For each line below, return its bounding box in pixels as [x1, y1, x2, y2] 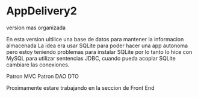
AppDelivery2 [6, 4, 77, 18]
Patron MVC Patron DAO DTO [6, 72, 79, 80]
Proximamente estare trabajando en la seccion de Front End [6, 84, 155, 91]
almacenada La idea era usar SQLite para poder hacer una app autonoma [6, 42, 188, 49]
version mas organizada [6, 24, 66, 31]
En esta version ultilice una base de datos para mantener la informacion [6, 35, 184, 43]
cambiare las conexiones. [6, 61, 70, 68]
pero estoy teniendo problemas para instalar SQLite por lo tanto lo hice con [6, 48, 193, 55]
